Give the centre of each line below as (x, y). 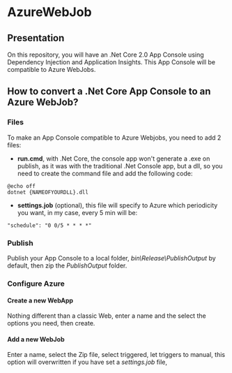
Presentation (36, 38)
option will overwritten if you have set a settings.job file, (87, 362)
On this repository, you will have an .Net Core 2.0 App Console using (106, 54)
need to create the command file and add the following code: (105, 173)
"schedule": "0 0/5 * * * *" (49, 225)
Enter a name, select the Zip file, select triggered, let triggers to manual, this (116, 355)
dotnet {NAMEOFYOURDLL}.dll (48, 192)
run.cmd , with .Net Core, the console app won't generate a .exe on (114, 159)
